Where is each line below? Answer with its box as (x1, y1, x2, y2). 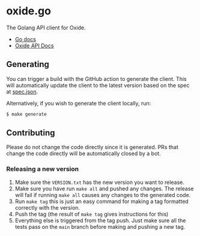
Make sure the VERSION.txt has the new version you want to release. (14, 178, 185, 186)
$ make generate (6, 111, 47, 117)
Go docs (14, 35, 36, 43)
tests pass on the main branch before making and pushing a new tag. (14, 223, 186, 230)
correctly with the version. (14, 204, 80, 211)
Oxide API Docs (14, 42, 54, 49)
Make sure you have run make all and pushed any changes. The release (14, 184, 194, 192)
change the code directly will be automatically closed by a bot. (6, 150, 161, 157)
